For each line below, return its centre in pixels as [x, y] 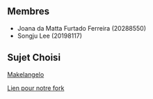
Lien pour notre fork [36, 88]
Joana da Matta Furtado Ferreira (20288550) [82, 28]
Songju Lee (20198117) [49, 36]
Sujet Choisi [34, 58]
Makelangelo [26, 74]
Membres [29, 12]
